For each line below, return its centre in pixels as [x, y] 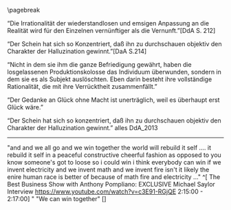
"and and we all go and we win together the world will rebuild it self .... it [109, 148]
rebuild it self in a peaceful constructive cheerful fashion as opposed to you [114, 155]
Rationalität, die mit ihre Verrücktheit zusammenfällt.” [82, 86]
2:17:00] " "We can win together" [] [57, 199]
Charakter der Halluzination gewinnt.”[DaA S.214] [77, 51]
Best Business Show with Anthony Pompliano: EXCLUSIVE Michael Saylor [111, 184]
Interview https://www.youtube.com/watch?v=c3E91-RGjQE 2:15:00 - [105, 191]
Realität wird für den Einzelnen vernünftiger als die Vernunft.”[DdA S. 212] [111, 31]
